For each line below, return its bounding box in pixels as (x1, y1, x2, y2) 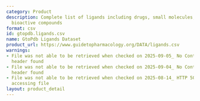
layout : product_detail (6, 86, 65, 92)
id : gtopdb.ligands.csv (6, 31, 65, 37)
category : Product (6, 8, 52, 15)
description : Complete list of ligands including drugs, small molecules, (6, 14, 196, 20)
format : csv (6, 25, 36, 31)
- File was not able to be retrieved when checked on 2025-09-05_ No (6, 53, 183, 59)
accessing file (11, 81, 49, 87)
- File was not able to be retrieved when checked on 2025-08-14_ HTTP (6, 75, 187, 81)
